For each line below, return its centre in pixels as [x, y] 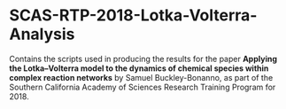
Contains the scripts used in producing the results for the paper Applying [143, 58]
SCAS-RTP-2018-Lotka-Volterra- [133, 16]
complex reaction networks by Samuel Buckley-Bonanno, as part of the [141, 77]
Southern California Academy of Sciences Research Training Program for [143, 87]
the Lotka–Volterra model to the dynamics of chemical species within [139, 68]
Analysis [42, 34]
